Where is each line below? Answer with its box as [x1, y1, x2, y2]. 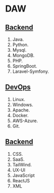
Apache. [12, 107, 30, 113]
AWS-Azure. [12, 118, 38, 124]
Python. [12, 42, 29, 48]
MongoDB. [12, 52, 35, 58]
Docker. [12, 112, 29, 118]
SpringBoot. [12, 63, 37, 69]
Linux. [12, 96, 25, 102]
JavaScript [12, 172, 35, 178]
